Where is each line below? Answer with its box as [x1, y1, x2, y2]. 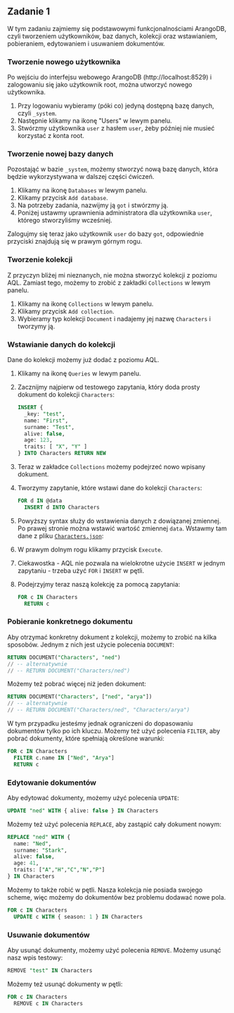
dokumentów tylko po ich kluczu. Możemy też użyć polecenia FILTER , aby [7, 727, 221, 735]
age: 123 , [24, 437, 53, 444]
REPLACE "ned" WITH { [7, 833, 71, 840]
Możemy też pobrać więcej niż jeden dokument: [7, 680, 146, 688]
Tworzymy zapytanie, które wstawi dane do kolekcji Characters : [17, 484, 202, 492]
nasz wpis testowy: [7, 954, 63, 962]
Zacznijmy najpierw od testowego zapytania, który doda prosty [17, 383, 200, 391]
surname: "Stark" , [13, 847, 68, 854]
